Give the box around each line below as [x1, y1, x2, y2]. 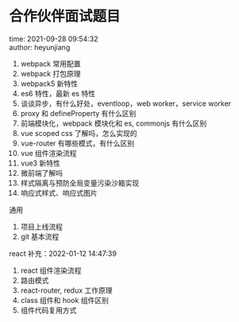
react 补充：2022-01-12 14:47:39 [9, 248, 118, 258]
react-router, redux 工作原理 [20, 285, 114, 295]
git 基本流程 [20, 231, 60, 241]
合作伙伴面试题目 [9, 7, 121, 25]
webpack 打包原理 [20, 68, 81, 78]
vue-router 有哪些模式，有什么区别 [20, 138, 135, 148]
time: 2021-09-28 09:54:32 [9, 33, 98, 44]
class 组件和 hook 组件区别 [20, 295, 110, 305]
